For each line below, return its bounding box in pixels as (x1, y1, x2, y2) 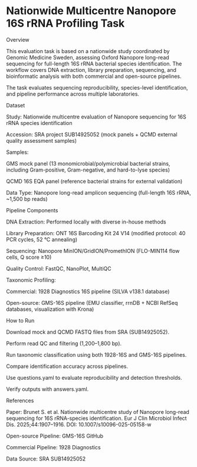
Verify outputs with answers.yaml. (6, 385, 89, 393)
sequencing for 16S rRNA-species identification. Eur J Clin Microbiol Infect (6, 415, 187, 422)
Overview (6, 36, 29, 43)
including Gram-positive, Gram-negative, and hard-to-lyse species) (6, 166, 170, 173)
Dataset (6, 101, 25, 108)
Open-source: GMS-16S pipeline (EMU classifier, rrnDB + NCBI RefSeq (6, 299, 178, 306)
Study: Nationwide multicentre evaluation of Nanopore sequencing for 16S (6, 113, 187, 120)
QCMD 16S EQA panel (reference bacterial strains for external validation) (6, 177, 183, 185)
